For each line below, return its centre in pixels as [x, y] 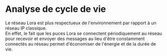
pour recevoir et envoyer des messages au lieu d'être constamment [75, 39]
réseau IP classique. [26, 28]
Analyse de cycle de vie [56, 9]
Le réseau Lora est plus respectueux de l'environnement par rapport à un [81, 23]
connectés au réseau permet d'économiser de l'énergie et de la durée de [81, 44]
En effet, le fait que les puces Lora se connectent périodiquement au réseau [83, 33]
